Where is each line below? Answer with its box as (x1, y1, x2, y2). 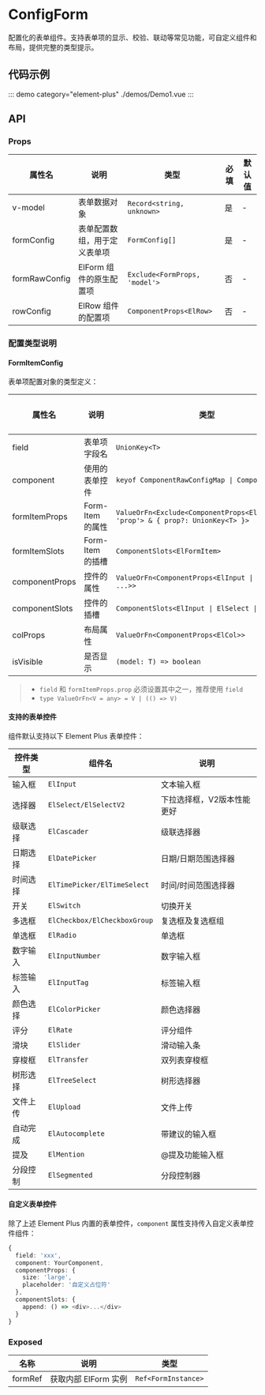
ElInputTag (47, 978, 89, 987)
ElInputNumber (47, 951, 101, 961)
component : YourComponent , (15, 1258, 104, 1267)
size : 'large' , (22, 1273, 73, 1281)
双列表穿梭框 (160, 1055, 209, 1066)
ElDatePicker (47, 853, 97, 863)
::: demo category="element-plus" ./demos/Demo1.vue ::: (8, 89, 195, 99)
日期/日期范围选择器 (160, 853, 235, 864)
